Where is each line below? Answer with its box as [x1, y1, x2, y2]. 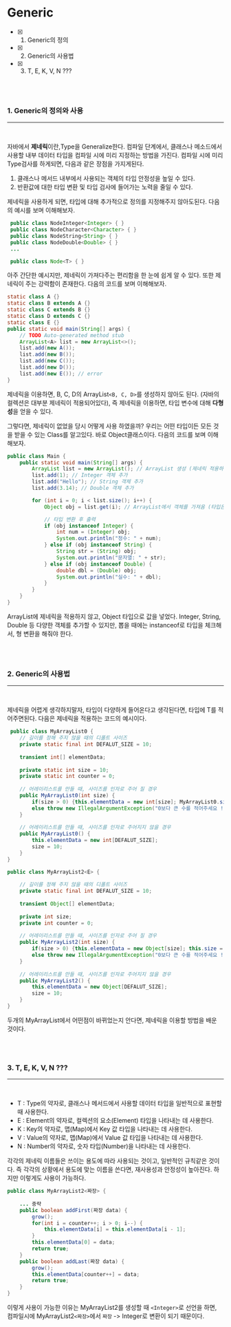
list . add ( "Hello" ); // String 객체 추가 [32, 478, 143, 486]
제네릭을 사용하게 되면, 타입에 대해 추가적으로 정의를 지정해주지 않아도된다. [7, 197, 208, 206]
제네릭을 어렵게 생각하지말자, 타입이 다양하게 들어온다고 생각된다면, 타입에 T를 [7, 706, 217, 714]
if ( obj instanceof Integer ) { [43, 522, 134, 529]
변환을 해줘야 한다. [23, 629, 74, 638]
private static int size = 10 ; [19, 766, 109, 773]
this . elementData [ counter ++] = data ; [32, 1271, 140, 1277]
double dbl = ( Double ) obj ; [56, 567, 137, 574]
